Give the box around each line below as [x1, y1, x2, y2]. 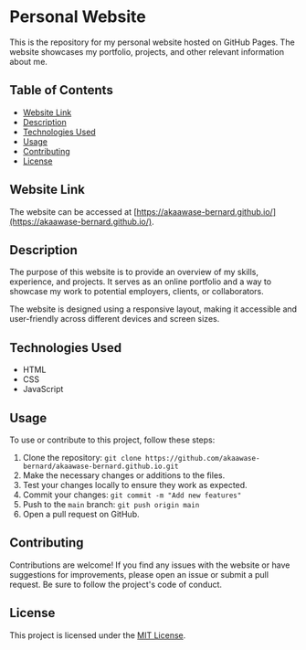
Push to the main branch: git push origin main [22, 499, 200, 509]
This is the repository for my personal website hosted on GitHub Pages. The [9, 37, 295, 48]
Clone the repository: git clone [22, 453, 142, 463]
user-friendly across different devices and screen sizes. [9, 314, 220, 325]
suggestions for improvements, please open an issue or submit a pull [9, 569, 269, 580]
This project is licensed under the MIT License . [9, 629, 186, 641]
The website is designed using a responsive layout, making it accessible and [9, 304, 298, 314]
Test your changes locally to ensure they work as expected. [22, 480, 248, 490]
